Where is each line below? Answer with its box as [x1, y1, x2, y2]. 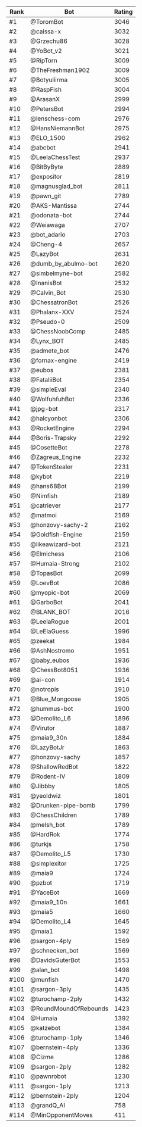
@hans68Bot [30, 482, 67, 490]
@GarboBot [30, 598, 63, 606]
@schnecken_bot [30, 947, 79, 954]
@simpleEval [30, 385, 66, 394]
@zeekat [30, 637, 55, 645]
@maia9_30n [30, 733, 67, 742]
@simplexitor [30, 860, 67, 867]
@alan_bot [30, 966, 60, 974]
